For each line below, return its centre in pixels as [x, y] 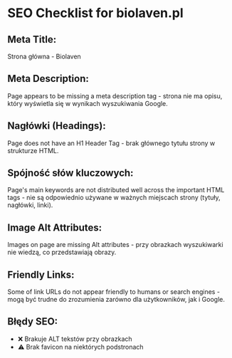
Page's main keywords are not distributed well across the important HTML [116, 190]
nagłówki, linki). [30, 205]
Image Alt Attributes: [55, 227]
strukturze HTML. [33, 150]
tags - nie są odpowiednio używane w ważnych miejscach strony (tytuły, [114, 198]
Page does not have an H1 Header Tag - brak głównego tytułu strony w [111, 143]
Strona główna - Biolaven [44, 56]
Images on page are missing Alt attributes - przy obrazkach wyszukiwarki [115, 245]
